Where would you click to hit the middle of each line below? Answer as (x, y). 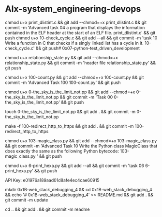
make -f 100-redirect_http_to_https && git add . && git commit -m (69, 126)
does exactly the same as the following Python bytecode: (62, 151)
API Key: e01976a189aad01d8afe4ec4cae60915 (52, 180)
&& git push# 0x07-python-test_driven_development (88, 48)
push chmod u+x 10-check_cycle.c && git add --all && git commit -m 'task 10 (81, 38)
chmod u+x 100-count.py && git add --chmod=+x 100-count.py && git (74, 77)
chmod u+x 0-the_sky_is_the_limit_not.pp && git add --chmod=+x (70, 92)
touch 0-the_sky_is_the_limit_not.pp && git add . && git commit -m (70, 111)
